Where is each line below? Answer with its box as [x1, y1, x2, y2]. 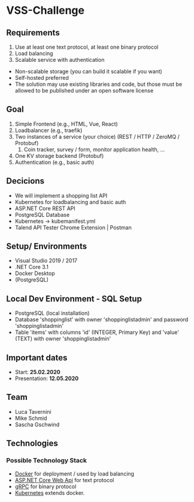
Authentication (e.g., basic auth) [14, 159, 95, 166]
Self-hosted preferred [14, 74, 69, 81]
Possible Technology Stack [6, 456, 87, 465]
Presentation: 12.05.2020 [14, 375, 79, 382]
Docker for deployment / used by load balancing [14, 470, 135, 477]
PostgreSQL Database [14, 211, 70, 218]
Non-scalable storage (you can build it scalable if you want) [14, 68, 163, 75]
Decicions [6, 176, 45, 186]
